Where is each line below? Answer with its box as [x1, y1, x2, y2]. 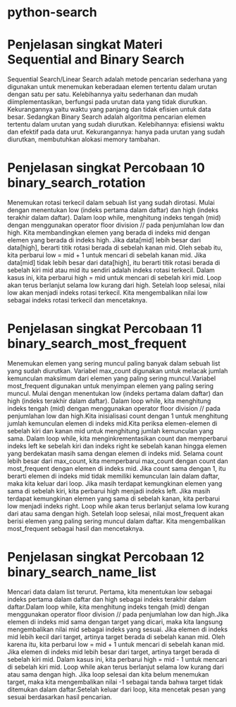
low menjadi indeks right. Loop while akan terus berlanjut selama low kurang [7, 502, 230, 510]
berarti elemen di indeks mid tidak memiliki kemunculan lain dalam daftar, [7, 472, 220, 480]
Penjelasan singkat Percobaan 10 [7, 160, 206, 176]
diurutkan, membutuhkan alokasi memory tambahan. [7, 135, 161, 144]
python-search [7, 4, 97, 21]
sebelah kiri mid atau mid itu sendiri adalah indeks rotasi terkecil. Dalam [7, 266, 215, 274]
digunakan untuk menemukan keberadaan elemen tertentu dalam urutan [7, 83, 217, 91]
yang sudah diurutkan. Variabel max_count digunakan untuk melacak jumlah [7, 367, 228, 375]
